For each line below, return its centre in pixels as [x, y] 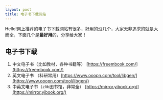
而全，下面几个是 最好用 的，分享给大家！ [46, 35]
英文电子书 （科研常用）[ [37, 76]
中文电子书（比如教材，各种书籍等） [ [50, 64]
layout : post [18, 10]
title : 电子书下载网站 [26, 14]
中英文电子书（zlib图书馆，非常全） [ [49, 87]
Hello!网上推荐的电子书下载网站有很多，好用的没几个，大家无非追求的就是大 [81, 29]
